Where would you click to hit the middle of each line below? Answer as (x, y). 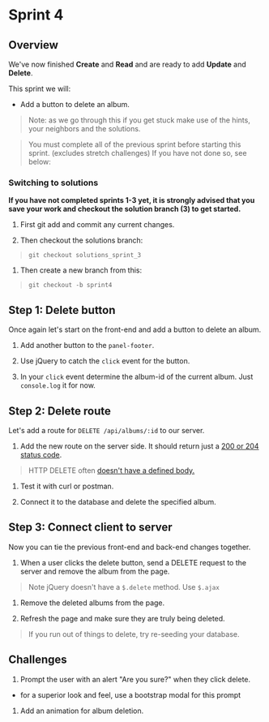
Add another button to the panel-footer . (87, 346)
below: (39, 161)
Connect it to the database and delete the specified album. (118, 501)
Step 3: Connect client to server (90, 528)
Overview (34, 45)
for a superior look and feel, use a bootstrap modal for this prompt (130, 694)
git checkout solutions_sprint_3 (85, 256)
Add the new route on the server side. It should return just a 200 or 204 (139, 446)
